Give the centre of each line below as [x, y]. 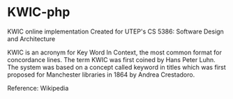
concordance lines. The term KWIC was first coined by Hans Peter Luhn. [112, 59]
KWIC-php [39, 12]
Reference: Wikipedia [38, 88]
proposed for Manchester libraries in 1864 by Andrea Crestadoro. [101, 75]
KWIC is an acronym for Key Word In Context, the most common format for [114, 52]
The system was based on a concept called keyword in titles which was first [117, 67]
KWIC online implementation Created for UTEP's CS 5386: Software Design [116, 31]
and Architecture [31, 38]
